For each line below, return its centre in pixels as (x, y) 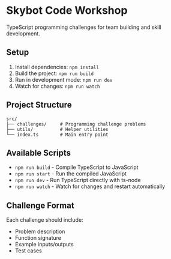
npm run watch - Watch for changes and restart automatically (90, 186)
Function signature (38, 238)
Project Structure (39, 105)
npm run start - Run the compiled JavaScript (71, 174)
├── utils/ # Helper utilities (58, 129)
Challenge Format (40, 205)
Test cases (28, 251)
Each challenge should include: (45, 220)
